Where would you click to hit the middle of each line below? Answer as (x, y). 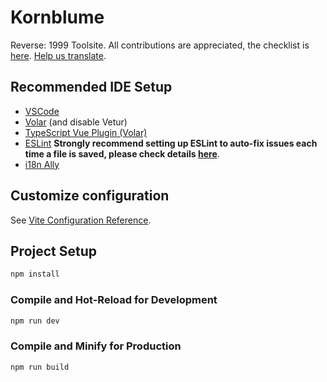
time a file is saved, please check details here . (122, 153)
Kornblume (57, 17)
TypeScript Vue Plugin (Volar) (86, 132)
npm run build (40, 367)
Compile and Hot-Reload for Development (114, 300)
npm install (35, 274)
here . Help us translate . (58, 55)
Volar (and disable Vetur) (76, 122)
